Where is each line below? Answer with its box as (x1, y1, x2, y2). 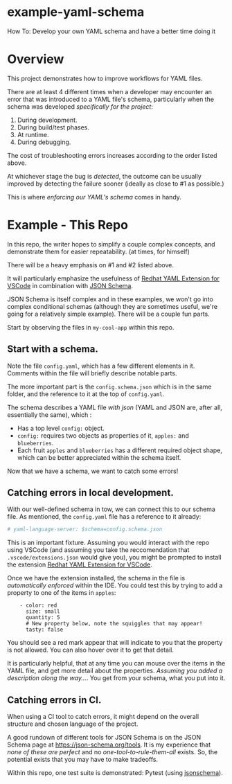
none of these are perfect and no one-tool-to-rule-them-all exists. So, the (7, 748, 218, 756)
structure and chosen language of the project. (7, 720, 139, 728)
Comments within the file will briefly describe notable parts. (7, 368, 177, 377)
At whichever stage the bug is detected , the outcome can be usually (7, 172, 202, 180)
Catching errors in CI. (7, 694, 102, 706)
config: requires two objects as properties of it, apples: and (17, 431, 189, 440)
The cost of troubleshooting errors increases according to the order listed (7, 151, 217, 159)
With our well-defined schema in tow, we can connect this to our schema (7, 505, 216, 513)
